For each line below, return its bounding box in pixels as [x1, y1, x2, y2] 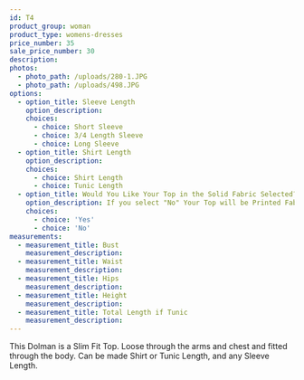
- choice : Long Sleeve [33, 139, 119, 148]
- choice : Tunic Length [33, 182, 124, 191]
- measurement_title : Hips [17, 274, 119, 283]
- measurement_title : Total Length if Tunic [17, 308, 188, 317]
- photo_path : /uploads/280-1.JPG [17, 72, 147, 81]
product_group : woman [9, 22, 91, 31]
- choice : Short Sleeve [33, 123, 124, 132]
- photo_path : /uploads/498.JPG [17, 81, 140, 90]
